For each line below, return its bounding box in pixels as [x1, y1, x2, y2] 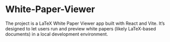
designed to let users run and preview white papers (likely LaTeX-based [5, 25, 156, 31]
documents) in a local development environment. [5, 31, 108, 37]
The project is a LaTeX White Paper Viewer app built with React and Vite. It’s [5, 20, 165, 26]
